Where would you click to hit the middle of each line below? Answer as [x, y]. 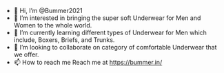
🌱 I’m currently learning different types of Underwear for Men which [110, 32]
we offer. [26, 54]
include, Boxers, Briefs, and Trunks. [64, 40]
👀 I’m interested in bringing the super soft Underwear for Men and [107, 18]
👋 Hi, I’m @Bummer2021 [48, 11]
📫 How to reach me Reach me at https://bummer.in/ [88, 62]
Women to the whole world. [53, 25]
